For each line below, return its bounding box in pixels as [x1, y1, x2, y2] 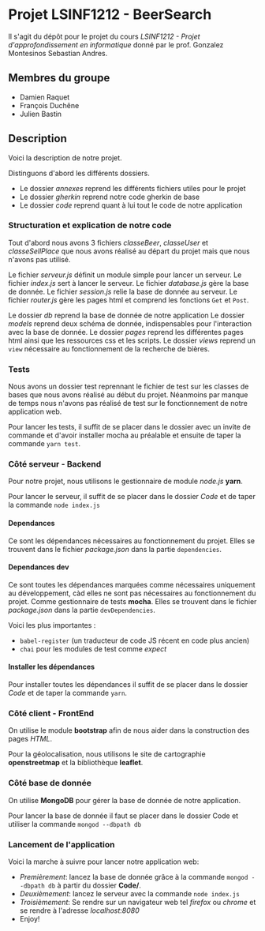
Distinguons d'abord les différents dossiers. [8, 168, 150, 178]
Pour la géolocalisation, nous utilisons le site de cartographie [8, 749, 207, 759]
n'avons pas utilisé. [8, 254, 71, 264]
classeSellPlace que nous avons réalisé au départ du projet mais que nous [8, 246, 250, 256]
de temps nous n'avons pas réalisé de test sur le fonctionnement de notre [8, 399, 248, 408]
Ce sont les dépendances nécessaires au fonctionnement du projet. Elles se [8, 535, 255, 546]
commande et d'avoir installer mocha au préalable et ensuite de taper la [8, 430, 242, 440]
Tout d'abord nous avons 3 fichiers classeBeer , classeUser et [8, 238, 209, 247]
